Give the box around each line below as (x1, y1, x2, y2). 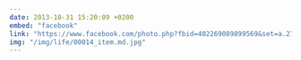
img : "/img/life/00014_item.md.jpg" (9, 37, 146, 47)
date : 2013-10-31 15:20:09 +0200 (9, 12, 134, 22)
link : (9, 29, 30, 38)
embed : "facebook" (9, 21, 78, 30)
